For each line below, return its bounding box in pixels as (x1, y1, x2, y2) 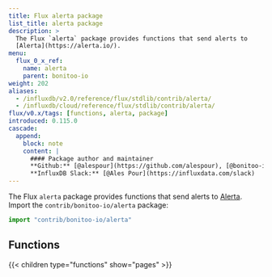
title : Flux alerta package (8, 11, 104, 20)
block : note (23, 139, 63, 148)
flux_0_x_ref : (15, 57, 63, 65)
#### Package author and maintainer (29, 154, 154, 162)
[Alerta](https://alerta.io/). (15, 42, 121, 50)
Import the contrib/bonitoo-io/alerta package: (8, 200, 168, 210)
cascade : (8, 124, 38, 132)
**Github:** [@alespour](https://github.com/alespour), (29, 162, 223, 170)
